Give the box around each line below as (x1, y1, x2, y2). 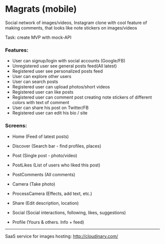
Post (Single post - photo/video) (12, 152, 78, 158)
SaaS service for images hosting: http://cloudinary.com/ (5, 233, 118, 239)
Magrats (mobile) (5, 3, 77, 15)
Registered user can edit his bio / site (12, 110, 87, 116)
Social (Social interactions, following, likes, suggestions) (12, 210, 126, 216)
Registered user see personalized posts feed (12, 68, 103, 74)
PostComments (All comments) (12, 171, 76, 177)
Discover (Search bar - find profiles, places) (12, 143, 102, 149)
